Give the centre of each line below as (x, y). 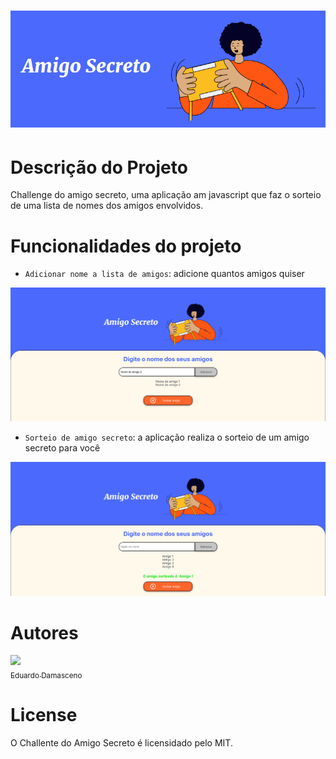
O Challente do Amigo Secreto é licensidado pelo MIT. (121, 743)
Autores (44, 632)
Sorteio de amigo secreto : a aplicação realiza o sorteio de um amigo (167, 437)
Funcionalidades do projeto (126, 246)
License (44, 715)
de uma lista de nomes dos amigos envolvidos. (107, 206)
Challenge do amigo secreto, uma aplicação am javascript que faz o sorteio (166, 195)
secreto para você (62, 448)
